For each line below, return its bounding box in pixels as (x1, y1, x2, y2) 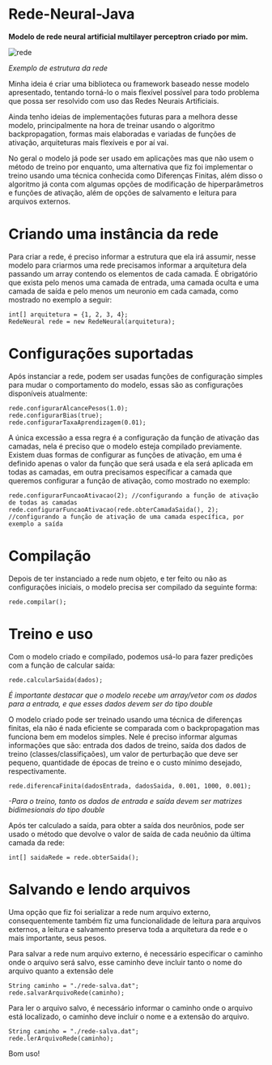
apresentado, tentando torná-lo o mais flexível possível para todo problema (8, 87, 260, 97)
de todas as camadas (8, 498, 79, 507)
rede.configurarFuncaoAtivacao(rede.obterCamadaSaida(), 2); (8, 505, 219, 513)
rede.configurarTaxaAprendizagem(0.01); (8, 419, 147, 427)
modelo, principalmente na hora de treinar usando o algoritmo (8, 120, 215, 130)
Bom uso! (8, 1048, 40, 1059)
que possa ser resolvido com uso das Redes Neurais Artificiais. (8, 96, 219, 105)
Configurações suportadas (8, 345, 194, 363)
